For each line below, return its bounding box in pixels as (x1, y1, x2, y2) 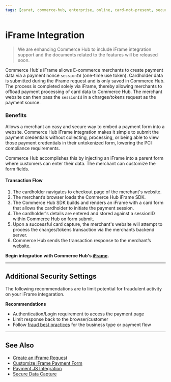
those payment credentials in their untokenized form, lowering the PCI (5, 139, 152, 145)
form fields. (5, 166, 30, 172)
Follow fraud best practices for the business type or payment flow (12, 321, 151, 328)
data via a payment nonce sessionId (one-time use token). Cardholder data (5, 72, 163, 78)
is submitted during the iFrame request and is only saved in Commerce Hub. (5, 77, 165, 84)
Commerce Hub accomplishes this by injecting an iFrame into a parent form (5, 155, 164, 161)
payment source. (5, 99, 41, 105)
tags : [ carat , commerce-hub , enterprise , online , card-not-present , (5, 7, 154, 13)
